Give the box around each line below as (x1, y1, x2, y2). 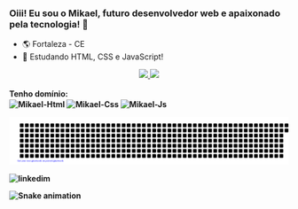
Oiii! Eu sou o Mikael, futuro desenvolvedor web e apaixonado (9, 7, 281, 19)
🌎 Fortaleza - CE (21, 39, 85, 50)
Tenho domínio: (9, 89, 68, 99)
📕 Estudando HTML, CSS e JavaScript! (21, 51, 164, 62)
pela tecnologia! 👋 (9, 18, 89, 30)
